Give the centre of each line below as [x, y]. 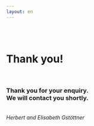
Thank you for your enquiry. [48, 91]
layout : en [20, 12]
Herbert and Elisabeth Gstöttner [46, 117]
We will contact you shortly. [48, 98]
